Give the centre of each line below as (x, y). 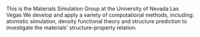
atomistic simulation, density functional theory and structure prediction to (97, 21)
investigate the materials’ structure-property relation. (72, 27)
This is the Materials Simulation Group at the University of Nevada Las (93, 9)
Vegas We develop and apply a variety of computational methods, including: (100, 15)
